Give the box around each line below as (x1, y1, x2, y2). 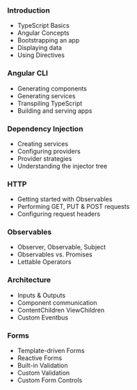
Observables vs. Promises (17, 250, 92, 259)
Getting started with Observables (17, 195, 113, 203)
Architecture (7, 275, 51, 285)
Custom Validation (17, 368, 70, 377)
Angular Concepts (17, 29, 70, 37)
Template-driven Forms (17, 347, 85, 355)
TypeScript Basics (17, 22, 70, 30)
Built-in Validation (17, 361, 68, 370)
